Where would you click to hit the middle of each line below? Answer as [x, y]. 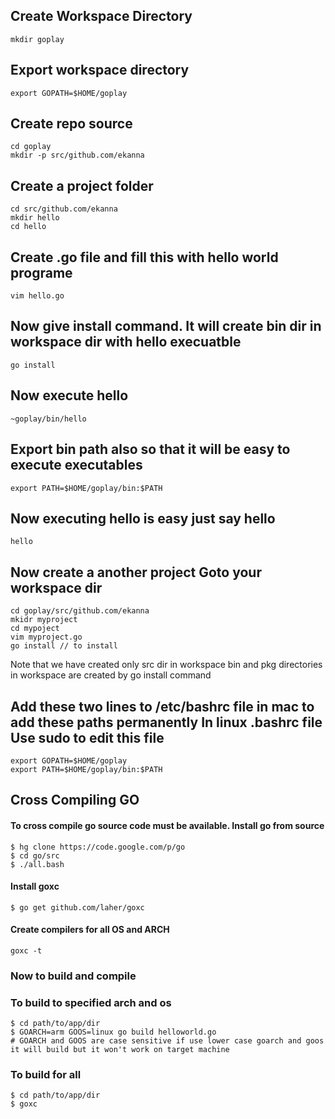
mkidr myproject [44, 620]
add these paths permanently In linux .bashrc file [166, 722]
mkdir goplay [37, 39]
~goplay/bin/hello [48, 419]
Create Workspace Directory [101, 16]
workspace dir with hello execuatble [126, 342]
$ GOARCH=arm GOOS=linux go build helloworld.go [113, 1032]
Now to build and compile [73, 976]
